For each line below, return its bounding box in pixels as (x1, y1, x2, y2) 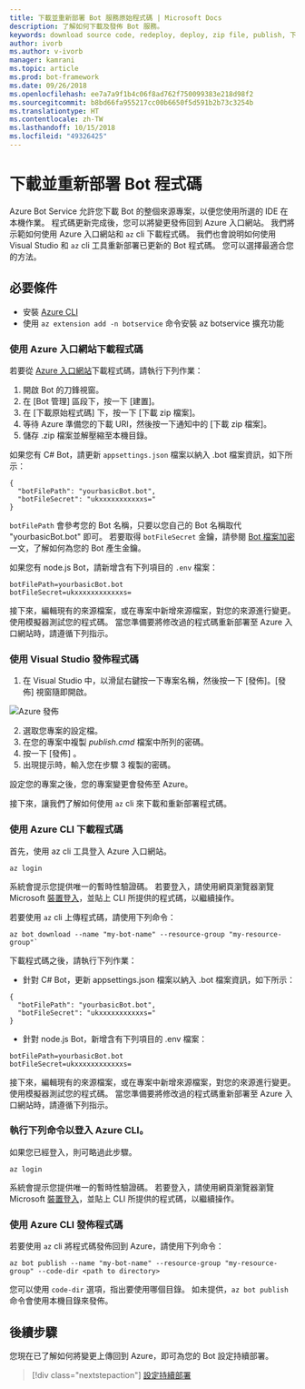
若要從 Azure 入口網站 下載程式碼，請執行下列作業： (9, 365, 203, 376)
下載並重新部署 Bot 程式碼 (9, 174, 202, 195)
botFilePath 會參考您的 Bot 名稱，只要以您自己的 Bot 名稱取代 (9, 520, 242, 531)
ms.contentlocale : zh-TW (9, 115, 103, 124)
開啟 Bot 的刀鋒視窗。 (22, 384, 104, 395)
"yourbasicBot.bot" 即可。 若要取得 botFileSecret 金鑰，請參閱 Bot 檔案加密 (9, 531, 295, 542)
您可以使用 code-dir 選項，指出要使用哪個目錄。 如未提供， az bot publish (9, 1284, 289, 1295)
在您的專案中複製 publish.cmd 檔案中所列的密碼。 (22, 736, 209, 747)
